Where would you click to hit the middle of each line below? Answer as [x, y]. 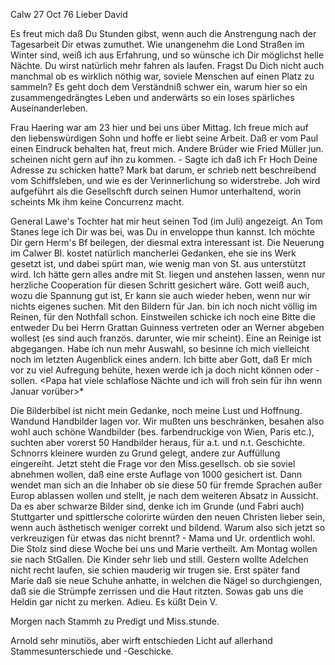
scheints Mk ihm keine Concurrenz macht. [97, 202]
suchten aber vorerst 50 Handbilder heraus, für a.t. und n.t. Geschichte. [158, 442]
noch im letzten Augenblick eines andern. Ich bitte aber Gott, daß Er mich [161, 359]
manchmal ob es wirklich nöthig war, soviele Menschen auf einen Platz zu [162, 76]
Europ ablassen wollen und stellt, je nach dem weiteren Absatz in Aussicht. [164, 495]
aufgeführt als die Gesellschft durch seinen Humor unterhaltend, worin [156, 191]
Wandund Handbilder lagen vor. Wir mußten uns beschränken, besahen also [167, 421]
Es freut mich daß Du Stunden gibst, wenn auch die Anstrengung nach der [163, 33]
